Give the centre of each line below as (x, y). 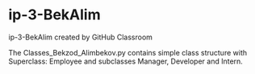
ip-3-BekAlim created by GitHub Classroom (81, 37)
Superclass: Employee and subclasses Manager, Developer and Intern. (126, 61)
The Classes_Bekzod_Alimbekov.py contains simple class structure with (128, 52)
